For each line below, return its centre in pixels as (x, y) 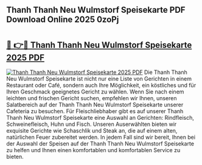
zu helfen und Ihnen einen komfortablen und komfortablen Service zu (93, 150)
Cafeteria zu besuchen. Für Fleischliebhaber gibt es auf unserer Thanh (95, 111)
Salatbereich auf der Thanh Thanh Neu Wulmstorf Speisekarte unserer (95, 105)
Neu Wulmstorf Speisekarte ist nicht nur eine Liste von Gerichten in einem (99, 79)
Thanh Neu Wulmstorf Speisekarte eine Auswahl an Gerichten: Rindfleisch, (100, 118)
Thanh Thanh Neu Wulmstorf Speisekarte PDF (96, 10)
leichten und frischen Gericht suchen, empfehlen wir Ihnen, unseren (92, 98)
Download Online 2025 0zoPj (63, 20)
